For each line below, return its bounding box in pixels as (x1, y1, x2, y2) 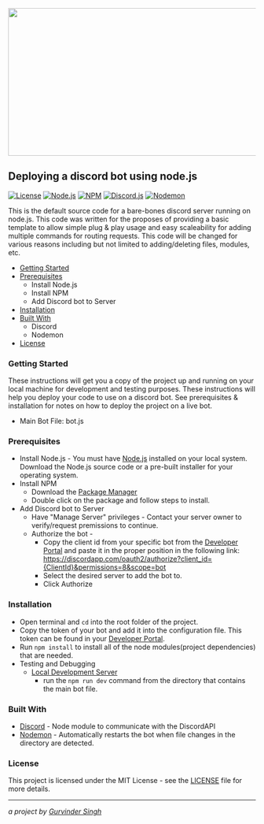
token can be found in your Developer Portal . (19, 633, 165, 643)
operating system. (19, 470, 79, 480)
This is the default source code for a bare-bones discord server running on (8, 206, 251, 215)
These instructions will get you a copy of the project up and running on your (8, 376, 254, 385)
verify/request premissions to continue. (31, 521, 159, 530)
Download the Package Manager (31, 488, 137, 497)
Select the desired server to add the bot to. (42, 571, 182, 581)
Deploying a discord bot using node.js (8, 169, 198, 184)
